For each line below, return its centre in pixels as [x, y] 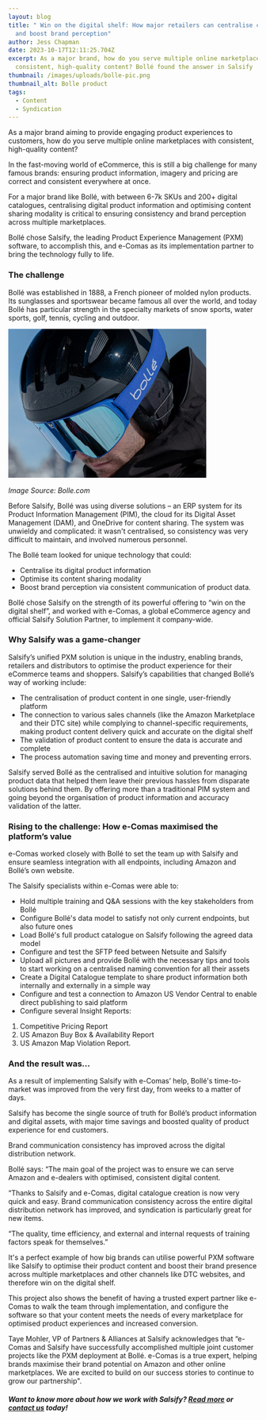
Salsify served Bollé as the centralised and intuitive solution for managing [128, 772]
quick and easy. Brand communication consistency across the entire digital [131, 1202]
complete [35, 748]
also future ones [46, 927]
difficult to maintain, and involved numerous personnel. [98, 539]
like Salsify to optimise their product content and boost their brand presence [133, 1266]
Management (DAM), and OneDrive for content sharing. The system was [126, 522]
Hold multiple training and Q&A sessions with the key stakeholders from [137, 902]
